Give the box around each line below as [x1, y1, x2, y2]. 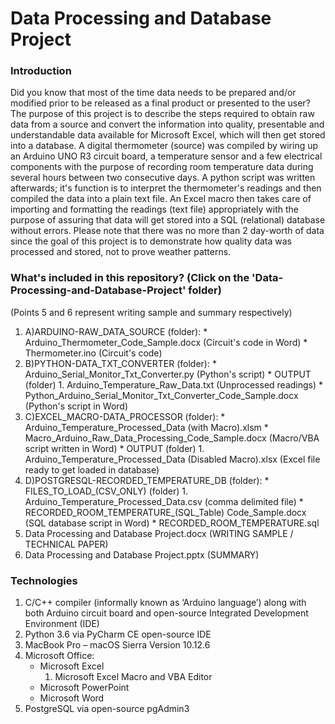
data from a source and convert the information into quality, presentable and [10, 118, 325, 131]
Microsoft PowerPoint [39, 682, 130, 694]
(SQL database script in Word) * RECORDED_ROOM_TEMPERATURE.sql [24, 517, 320, 529]
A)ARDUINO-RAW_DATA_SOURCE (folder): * [24, 325, 208, 337]
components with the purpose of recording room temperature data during [10, 161, 314, 173]
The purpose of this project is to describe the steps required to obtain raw [10, 108, 315, 120]
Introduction [10, 64, 72, 78]
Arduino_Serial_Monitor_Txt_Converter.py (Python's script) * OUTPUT [24, 368, 312, 380]
